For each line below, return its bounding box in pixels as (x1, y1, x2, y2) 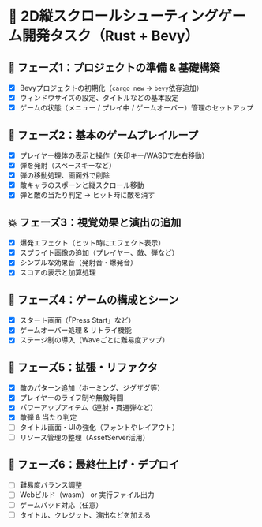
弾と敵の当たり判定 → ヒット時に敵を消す (19, 190, 155, 200)
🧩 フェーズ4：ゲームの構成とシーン (8, 293, 179, 306)
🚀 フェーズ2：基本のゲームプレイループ (8, 128, 199, 142)
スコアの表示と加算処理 (19, 267, 96, 277)
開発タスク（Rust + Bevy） (22, 27, 200, 45)
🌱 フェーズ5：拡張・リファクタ (8, 361, 158, 374)
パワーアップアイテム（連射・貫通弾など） (19, 403, 158, 413)
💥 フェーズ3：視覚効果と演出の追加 (8, 215, 182, 229)
